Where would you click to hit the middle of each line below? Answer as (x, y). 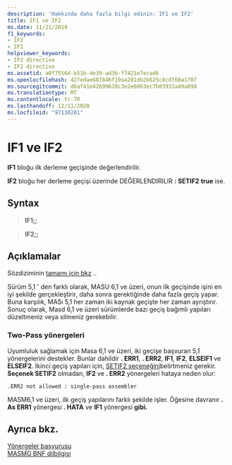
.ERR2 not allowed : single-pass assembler (72, 386)
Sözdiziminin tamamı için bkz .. (52, 273)
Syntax (23, 203)
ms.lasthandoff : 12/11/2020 (49, 106)
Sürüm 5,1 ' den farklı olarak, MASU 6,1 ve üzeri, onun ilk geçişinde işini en (115, 287)
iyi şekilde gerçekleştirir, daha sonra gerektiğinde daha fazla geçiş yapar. (113, 294)
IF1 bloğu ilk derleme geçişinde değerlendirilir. (74, 167)
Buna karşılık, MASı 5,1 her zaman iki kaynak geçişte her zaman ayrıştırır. (112, 302)
